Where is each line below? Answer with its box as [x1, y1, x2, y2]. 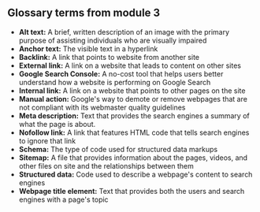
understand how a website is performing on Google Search [18, 77, 211, 87]
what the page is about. [18, 119, 96, 128]
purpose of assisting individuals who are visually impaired [18, 35, 207, 45]
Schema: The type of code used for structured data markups [18, 144, 218, 154]
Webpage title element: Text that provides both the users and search [18, 186, 245, 195]
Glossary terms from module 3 [7, 6, 161, 20]
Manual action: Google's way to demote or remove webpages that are [18, 94, 247, 103]
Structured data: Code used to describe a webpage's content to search [18, 169, 253, 179]
